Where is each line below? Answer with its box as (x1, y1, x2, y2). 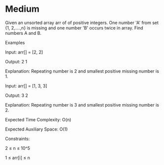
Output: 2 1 (5, 58, 28, 64)
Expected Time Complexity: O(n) (5, 116, 71, 122)
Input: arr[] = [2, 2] (5, 49, 43, 55)
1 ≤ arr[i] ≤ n (5, 155, 31, 161)
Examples (5, 39, 25, 45)
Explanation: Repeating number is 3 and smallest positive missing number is (5, 102, 159, 108)
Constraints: (5, 136, 30, 141)
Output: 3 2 (5, 92, 29, 98)
